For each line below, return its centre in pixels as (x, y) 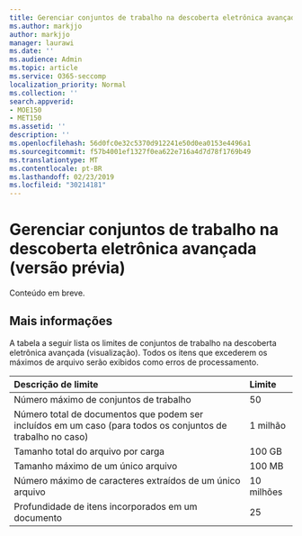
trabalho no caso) (51, 436)
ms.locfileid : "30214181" (58, 186)
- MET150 (26, 118)
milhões (266, 492)
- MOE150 (26, 110)
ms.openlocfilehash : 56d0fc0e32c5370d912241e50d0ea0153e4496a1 (130, 143)
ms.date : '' (31, 51)
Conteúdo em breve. (47, 293)
